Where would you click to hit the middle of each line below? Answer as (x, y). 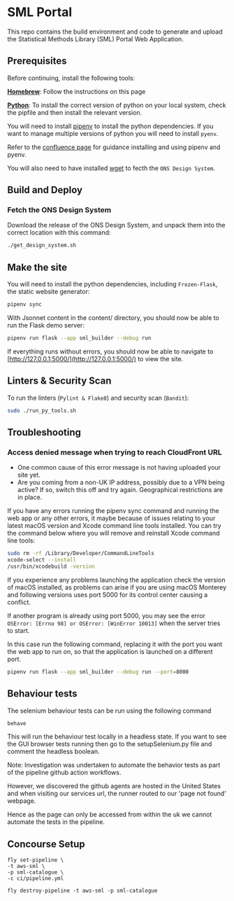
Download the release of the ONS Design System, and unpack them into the (116, 225)
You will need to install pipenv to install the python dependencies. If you (111, 126)
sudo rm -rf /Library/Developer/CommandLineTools (81, 554)
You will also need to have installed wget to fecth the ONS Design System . (111, 168)
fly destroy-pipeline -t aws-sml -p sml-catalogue (82, 891)
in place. (30, 497)
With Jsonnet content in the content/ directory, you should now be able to (114, 318)
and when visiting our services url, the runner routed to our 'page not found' (117, 794)
